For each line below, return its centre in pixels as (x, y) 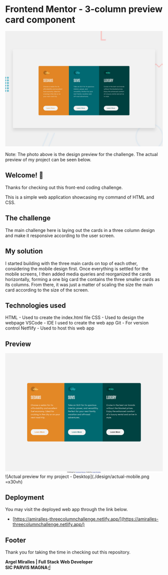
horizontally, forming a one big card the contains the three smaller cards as (82, 279)
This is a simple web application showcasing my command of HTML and (80, 197)
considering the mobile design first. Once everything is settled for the (77, 268)
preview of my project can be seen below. (48, 160)
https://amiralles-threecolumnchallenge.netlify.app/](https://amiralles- (86, 519)
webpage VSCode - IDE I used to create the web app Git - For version (77, 323)
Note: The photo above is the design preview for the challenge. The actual (82, 154)
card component (40, 20)
